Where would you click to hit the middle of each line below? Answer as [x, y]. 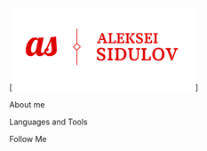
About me [27, 104]
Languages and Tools [49, 122]
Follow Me [28, 139]
